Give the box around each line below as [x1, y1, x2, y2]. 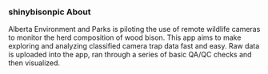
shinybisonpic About [8, 6, 91, 18]
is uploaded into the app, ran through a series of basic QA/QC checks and [8, 50, 252, 60]
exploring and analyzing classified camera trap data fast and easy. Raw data [8, 41, 260, 51]
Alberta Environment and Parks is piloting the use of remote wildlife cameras [8, 25, 261, 34]
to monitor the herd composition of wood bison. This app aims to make [8, 33, 242, 42]
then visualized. [8, 58, 61, 68]
